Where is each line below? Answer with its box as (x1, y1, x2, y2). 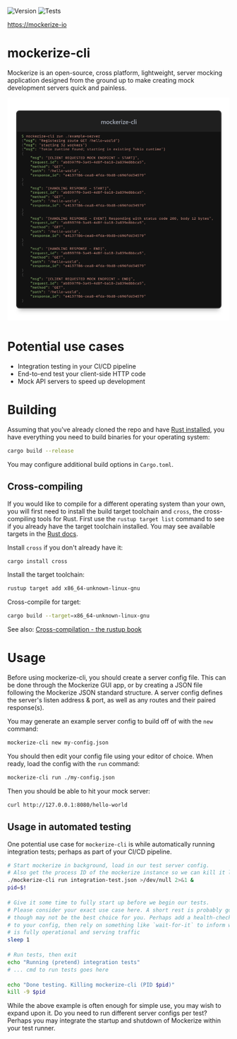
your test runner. (7, 1024, 56, 1033)
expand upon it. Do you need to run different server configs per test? (7, 1009, 207, 1018)
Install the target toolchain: (7, 570, 85, 579)
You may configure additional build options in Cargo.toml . (7, 460, 174, 468)
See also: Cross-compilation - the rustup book (7, 625, 142, 634)
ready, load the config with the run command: (7, 759, 140, 767)
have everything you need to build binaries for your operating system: (7, 432, 210, 441)
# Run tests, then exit (7, 951, 78, 958)
